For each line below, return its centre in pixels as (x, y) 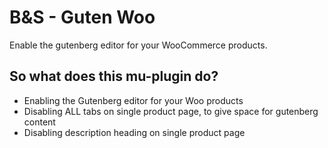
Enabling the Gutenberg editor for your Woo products (133, 100)
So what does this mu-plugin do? (114, 76)
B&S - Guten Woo (82, 17)
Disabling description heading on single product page (134, 132)
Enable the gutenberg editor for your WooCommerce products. (138, 45)
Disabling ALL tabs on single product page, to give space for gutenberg (171, 111)
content (39, 122)
